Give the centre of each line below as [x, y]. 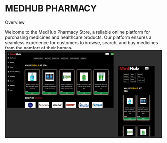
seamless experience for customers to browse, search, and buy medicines [82, 42]
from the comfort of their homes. [39, 48]
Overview [15, 22]
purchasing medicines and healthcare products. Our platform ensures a [78, 37]
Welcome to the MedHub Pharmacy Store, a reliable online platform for [78, 32]
